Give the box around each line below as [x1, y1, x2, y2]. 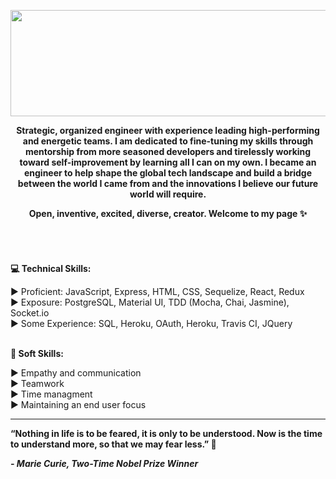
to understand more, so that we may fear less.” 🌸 [10, 438, 217, 450]
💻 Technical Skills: [10, 263, 92, 275]
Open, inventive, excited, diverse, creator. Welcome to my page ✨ [28, 208, 308, 219]
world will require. [129, 188, 207, 200]
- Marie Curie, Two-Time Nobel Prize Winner [10, 458, 199, 470]
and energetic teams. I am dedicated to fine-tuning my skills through [22, 135, 314, 147]
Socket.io [10, 307, 50, 319]
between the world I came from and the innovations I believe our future [17, 178, 319, 189]
